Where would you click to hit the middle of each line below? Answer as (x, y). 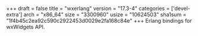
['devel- (180, 8)
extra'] (14, 15)
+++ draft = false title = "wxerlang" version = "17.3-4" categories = (88, 8)
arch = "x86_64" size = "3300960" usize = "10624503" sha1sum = (105, 15)
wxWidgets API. (26, 27)
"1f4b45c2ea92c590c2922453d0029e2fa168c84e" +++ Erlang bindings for (99, 21)
